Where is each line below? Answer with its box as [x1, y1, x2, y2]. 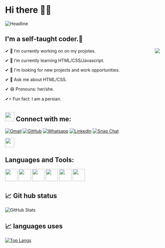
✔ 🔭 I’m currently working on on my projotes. [5, 48, 96, 54]
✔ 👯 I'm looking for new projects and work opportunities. [5, 67, 120, 73]
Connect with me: [15, 115, 72, 123]
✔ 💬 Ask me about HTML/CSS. [5, 76, 67, 83]
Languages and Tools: [5, 156, 75, 164]
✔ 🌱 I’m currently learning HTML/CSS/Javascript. [5, 57, 105, 63]
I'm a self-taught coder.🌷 [5, 35, 83, 43]
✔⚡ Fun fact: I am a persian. [5, 96, 61, 102]
